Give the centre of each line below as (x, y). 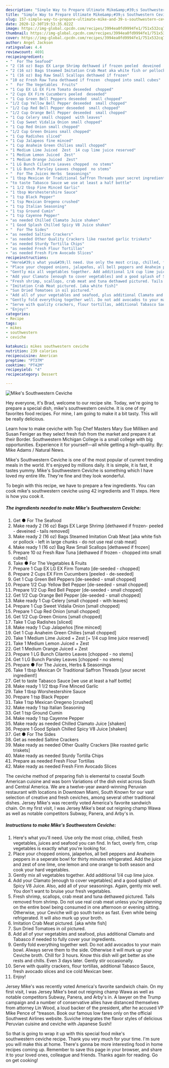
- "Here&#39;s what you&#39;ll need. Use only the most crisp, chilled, (83, 263)
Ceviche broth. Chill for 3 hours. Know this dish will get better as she (84, 955)
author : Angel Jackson (29, 43)
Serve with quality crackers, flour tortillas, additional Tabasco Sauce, (84, 966)
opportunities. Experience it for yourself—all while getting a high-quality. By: (84, 445)
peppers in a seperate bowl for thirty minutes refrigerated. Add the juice (87, 859)
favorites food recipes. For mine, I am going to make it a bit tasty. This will (82, 414)
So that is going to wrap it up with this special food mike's (65, 1033)
